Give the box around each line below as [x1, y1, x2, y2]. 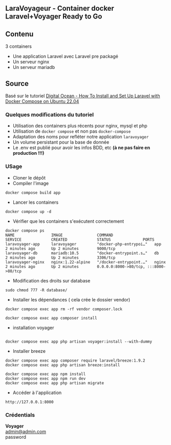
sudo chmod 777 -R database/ [5, 288, 68, 293]
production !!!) [12, 150, 45, 156]
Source [5, 79, 29, 88]
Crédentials [5, 411, 35, 418]
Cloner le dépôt [12, 174, 46, 181]
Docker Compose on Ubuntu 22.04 [5, 98, 79, 104]
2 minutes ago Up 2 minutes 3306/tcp [5, 255, 116, 260]
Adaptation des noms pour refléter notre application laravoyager [12, 134, 149, 140]
